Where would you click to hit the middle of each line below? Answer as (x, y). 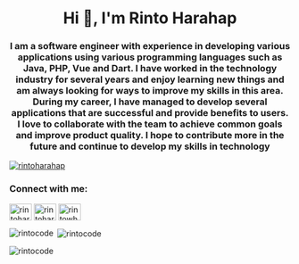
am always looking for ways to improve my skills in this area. (150, 91)
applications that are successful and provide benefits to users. (150, 113)
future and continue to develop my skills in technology (150, 146)
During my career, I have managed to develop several (150, 102)
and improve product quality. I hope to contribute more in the (150, 136)
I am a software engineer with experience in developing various (150, 46)
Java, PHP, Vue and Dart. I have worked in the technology (150, 69)
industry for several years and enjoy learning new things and (150, 79)
